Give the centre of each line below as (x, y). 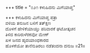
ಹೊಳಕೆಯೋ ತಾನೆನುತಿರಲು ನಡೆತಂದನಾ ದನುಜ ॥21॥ (45, 46)
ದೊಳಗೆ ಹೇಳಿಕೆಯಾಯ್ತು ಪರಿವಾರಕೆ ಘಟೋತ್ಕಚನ (40, 29)
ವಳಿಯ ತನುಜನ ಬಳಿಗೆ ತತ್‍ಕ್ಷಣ (28, 23)
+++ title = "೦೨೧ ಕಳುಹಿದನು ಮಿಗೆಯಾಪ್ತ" (40, 7)
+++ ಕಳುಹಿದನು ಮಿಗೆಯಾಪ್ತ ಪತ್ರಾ (31, 17)
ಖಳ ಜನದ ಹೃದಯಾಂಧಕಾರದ (27, 40)
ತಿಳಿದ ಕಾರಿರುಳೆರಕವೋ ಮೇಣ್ (27, 34)
